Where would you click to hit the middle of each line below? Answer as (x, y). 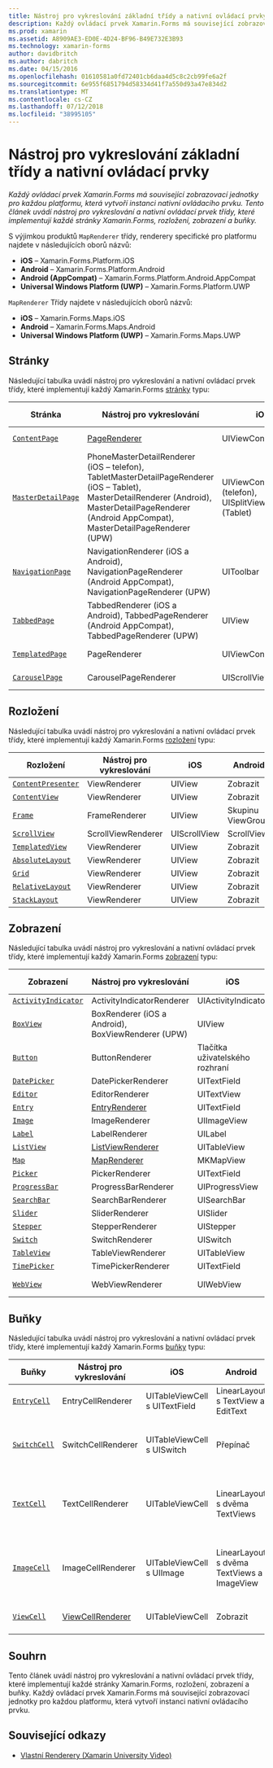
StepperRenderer (124, 1227)
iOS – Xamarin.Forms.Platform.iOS (78, 260)
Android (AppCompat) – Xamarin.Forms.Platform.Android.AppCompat (138, 278)
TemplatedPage (40, 654)
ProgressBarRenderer (133, 1187)
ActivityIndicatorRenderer (140, 1000)
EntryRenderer (119, 1108)
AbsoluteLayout (42, 860)
